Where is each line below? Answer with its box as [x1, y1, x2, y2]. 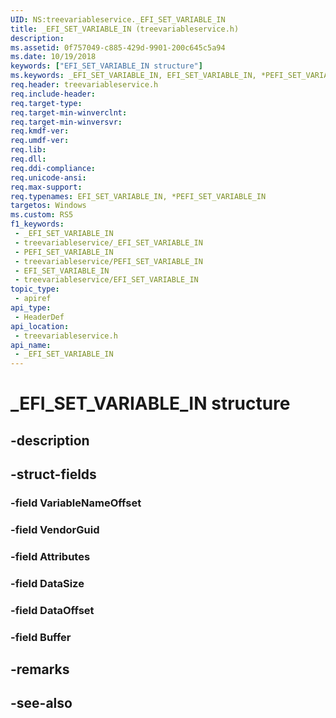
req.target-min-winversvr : [10, 117, 123, 127]
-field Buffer [10, 630, 72, 644]
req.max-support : [10, 182, 83, 192]
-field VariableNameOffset [10, 496, 142, 510]
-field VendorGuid [10, 522, 100, 536]
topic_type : [10, 284, 60, 295]
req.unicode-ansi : [10, 172, 87, 183]
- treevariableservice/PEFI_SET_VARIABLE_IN [14, 256, 203, 266]
